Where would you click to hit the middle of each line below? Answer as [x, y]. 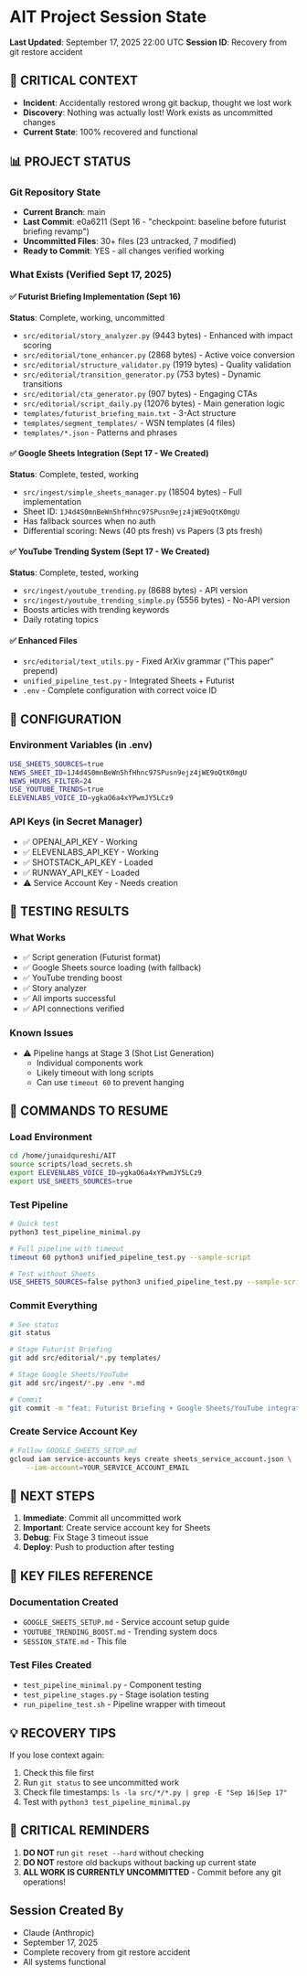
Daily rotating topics [60, 619]
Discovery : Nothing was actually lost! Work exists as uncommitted [148, 112]
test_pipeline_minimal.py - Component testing [112, 1685]
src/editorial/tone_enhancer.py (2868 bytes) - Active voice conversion [159, 355]
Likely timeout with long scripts [95, 1073]
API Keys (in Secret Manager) [76, 822]
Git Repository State [55, 192]
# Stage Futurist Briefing [61, 1350]
